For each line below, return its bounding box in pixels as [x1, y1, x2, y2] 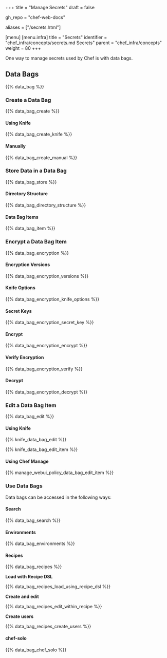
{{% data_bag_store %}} [5, 179, 58, 185]
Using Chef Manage [5, 458, 49, 464]
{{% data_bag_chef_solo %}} [5, 647, 67, 653]
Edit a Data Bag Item [5, 402, 57, 409]
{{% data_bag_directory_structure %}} [5, 202, 86, 209]
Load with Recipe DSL [5, 574, 53, 580]
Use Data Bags [5, 482, 43, 490]
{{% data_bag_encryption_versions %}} [5, 273, 89, 279]
